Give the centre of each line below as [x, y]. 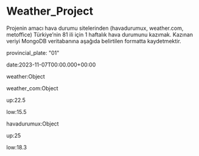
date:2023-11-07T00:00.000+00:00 [51, 65]
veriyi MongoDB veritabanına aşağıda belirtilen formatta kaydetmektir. [94, 41]
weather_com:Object [33, 88]
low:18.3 [17, 147]
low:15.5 [16, 112]
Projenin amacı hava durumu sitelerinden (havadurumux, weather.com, [95, 28]
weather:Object [26, 76]
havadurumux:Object [33, 124]
